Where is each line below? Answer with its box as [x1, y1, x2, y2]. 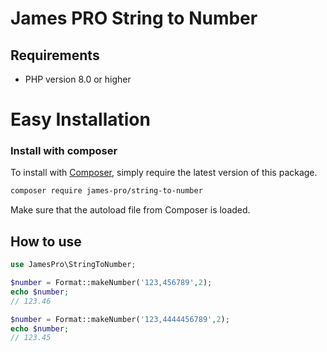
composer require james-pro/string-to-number [10, 186, 203, 196]
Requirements [10, 47, 100, 64]
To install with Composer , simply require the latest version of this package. [10, 167, 318, 179]
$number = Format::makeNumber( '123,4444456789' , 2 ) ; [10, 314, 230, 324]
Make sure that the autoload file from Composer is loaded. [10, 204, 251, 216]
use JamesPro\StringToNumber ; [10, 260, 137, 270]
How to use [10, 233, 82, 250]
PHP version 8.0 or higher [24, 73, 132, 85]
